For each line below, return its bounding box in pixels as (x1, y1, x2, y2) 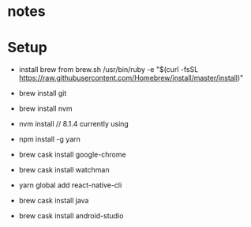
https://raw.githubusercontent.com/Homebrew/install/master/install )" (18, 74, 244, 83)
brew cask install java (18, 196, 89, 206)
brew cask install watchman (18, 165, 110, 175)
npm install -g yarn (18, 134, 81, 144)
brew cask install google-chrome (18, 149, 127, 160)
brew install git (18, 89, 67, 98)
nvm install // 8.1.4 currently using (18, 119, 129, 129)
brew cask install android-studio (18, 211, 124, 221)
